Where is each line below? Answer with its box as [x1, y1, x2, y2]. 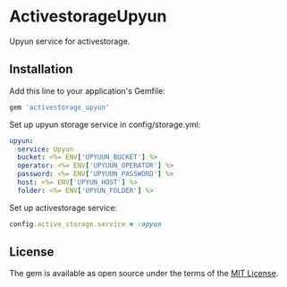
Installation [9, 62, 73, 77]
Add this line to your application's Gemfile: [9, 85, 165, 96]
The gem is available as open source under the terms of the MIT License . [9, 268, 279, 279]
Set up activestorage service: [9, 202, 118, 213]
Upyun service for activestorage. [9, 36, 131, 46]
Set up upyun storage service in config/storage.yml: [9, 119, 201, 130]
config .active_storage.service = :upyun [9, 219, 163, 229]
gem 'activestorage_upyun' [9, 103, 110, 112]
